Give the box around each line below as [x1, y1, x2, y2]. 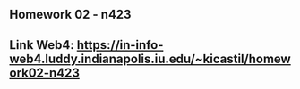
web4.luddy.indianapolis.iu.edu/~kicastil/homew [9, 51, 291, 66]
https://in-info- [76, 37, 164, 53]
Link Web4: [9, 37, 74, 53]
